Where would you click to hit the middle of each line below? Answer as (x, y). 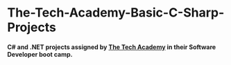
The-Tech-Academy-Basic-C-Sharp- (116, 13)
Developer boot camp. (40, 54)
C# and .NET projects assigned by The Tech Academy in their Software (112, 47)
